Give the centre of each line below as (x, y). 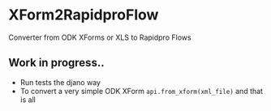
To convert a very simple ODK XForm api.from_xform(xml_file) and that (142, 91)
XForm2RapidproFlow (84, 15)
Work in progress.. (56, 63)
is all (28, 100)
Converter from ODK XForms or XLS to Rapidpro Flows (100, 37)
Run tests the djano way (60, 82)
